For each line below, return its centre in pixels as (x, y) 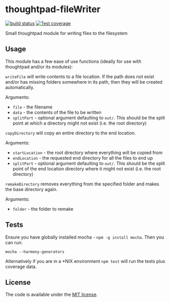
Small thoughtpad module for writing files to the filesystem (66, 33)
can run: (14, 242)
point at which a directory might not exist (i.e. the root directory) (80, 123)
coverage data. (21, 267)
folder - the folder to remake (43, 209)
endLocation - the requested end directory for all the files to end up (83, 158)
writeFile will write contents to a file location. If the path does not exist (80, 77)
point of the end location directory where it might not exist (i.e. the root (87, 169)
